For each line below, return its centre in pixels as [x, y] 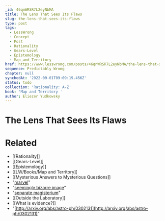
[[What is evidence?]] [34, 203]
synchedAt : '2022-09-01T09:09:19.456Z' [46, 78]
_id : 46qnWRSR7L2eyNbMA [29, 10]
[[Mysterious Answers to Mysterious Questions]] [61, 177]
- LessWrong [22, 32]
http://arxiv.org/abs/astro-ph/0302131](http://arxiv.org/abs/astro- [82, 208]
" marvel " [21, 182]
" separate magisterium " [36, 193]
